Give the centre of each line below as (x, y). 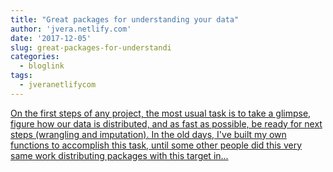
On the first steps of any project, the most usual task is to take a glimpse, (161, 113)
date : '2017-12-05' (51, 38)
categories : (35, 57)
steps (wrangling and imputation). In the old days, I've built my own (148, 134)
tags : (21, 76)
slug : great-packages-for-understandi (91, 47)
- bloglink (42, 66)
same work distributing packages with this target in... (119, 155)
